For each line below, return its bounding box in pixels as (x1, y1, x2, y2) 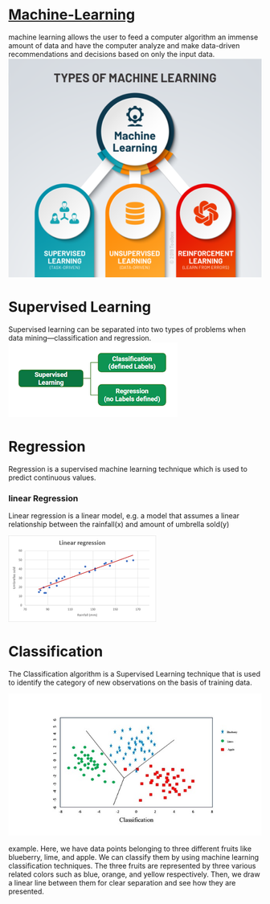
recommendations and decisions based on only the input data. (8, 49, 215, 59)
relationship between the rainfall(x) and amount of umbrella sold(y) (8, 520, 230, 530)
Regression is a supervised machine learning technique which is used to (8, 464, 247, 473)
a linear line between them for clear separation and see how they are (8, 878, 236, 887)
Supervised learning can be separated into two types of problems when (8, 324, 247, 334)
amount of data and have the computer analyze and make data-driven (8, 40, 240, 50)
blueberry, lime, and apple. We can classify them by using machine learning (8, 853, 260, 861)
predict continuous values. (8, 472, 96, 482)
